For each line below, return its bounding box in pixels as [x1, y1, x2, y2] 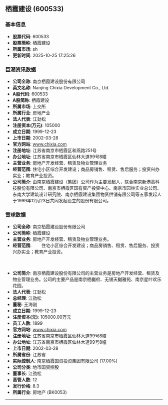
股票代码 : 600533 [12, 33, 49, 39]
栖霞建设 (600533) [5, 5, 64, 14]
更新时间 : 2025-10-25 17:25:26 [12, 52, 76, 58]
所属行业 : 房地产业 [12, 109, 50, 115]
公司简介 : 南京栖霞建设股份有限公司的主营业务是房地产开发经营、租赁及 [12, 270, 160, 276]
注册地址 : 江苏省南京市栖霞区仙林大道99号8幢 [12, 333, 106, 339]
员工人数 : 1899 [12, 320, 43, 326]
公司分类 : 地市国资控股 [12, 364, 59, 370]
